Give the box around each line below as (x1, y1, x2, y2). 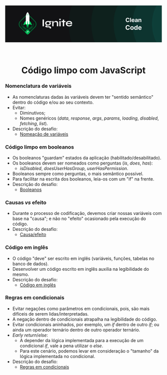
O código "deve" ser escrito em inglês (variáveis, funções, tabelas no (12, 255, 155, 261)
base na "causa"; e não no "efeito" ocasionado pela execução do (12, 215, 146, 222)
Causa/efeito (19, 231, 46, 237)
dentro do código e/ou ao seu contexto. (12, 99, 94, 105)
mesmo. (12, 271, 29, 277)
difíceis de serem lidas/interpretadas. (12, 311, 89, 317)
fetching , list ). (19, 120, 48, 126)
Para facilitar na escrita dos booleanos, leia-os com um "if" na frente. (12, 176, 155, 182)
